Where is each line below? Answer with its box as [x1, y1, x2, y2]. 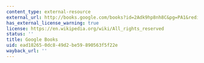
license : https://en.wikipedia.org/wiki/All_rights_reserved [6, 25, 165, 32]
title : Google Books [6, 37, 59, 43]
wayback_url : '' [6, 48, 47, 54]
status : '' [6, 31, 34, 37]
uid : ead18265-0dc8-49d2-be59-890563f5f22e [6, 43, 118, 49]
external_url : [6, 14, 42, 20]
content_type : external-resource [6, 8, 91, 15]
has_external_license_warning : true [6, 20, 99, 26]
